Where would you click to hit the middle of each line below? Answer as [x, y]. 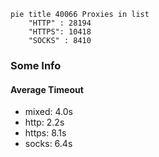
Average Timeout [47, 89]
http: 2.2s [44, 122]
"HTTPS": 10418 [60, 32]
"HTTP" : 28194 [60, 23]
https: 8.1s [45, 133]
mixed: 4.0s [48, 112]
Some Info [36, 65]
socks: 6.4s [48, 144]
